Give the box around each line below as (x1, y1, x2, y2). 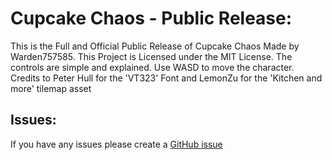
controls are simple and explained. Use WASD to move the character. (10, 61, 295, 73)
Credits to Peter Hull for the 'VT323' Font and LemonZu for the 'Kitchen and (10, 72, 323, 84)
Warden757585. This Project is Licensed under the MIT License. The (10, 50, 293, 62)
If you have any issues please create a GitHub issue (10, 138, 223, 150)
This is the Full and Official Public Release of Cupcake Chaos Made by (10, 40, 300, 52)
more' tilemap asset (10, 82, 92, 94)
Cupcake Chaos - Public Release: (10, 7, 293, 30)
